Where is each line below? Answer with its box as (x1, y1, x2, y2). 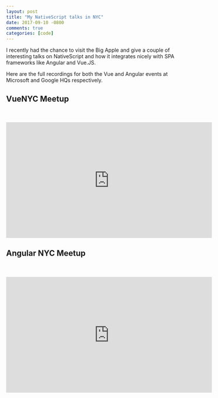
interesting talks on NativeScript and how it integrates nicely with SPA (6, 53, 175, 60)
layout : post (6, 8, 38, 15)
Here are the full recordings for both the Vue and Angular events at (6, 71, 168, 78)
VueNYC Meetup (6, 93, 69, 103)
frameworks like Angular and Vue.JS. (6, 59, 96, 66)
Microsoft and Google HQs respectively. (6, 77, 103, 84)
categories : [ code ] (6, 31, 54, 36)
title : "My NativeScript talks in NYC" (6, 14, 104, 20)
